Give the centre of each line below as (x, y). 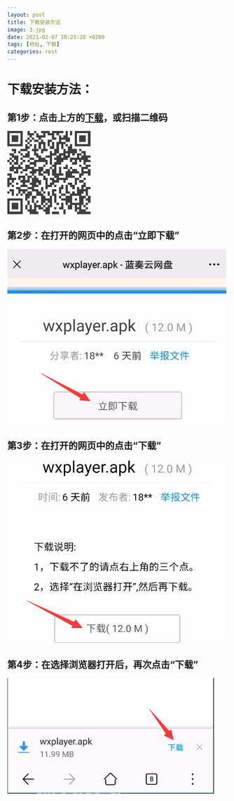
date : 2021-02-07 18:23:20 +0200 (56, 37)
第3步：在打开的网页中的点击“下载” (84, 446)
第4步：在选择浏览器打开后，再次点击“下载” (103, 665)
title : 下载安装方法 (34, 22)
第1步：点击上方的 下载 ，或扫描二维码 (88, 117)
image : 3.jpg (26, 29)
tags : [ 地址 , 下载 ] (34, 44)
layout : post (26, 15)
